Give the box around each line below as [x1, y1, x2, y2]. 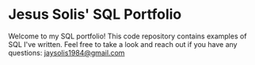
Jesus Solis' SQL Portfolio [8, 5, 182, 23]
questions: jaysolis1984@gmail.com [8, 48, 125, 57]
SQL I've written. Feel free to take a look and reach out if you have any [8, 39, 238, 49]
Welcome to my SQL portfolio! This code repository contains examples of [8, 31, 247, 41]
